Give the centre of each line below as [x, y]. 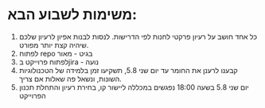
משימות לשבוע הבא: [72, 15]
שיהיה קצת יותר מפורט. [54, 44]
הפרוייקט [32, 95]
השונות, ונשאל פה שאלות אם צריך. [70, 79]
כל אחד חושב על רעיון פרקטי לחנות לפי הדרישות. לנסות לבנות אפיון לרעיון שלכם [138, 37]
